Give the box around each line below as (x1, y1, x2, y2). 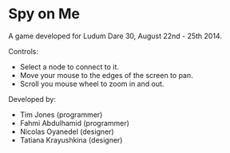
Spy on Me (8, 5, 80, 23)
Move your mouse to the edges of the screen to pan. (19, 70, 193, 80)
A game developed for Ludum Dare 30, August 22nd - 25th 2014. (8, 31, 222, 41)
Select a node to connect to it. (19, 61, 120, 72)
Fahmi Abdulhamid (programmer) (19, 118, 130, 127)
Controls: (8, 46, 38, 56)
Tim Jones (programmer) (19, 109, 103, 120)
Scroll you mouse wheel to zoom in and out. (19, 79, 165, 88)
